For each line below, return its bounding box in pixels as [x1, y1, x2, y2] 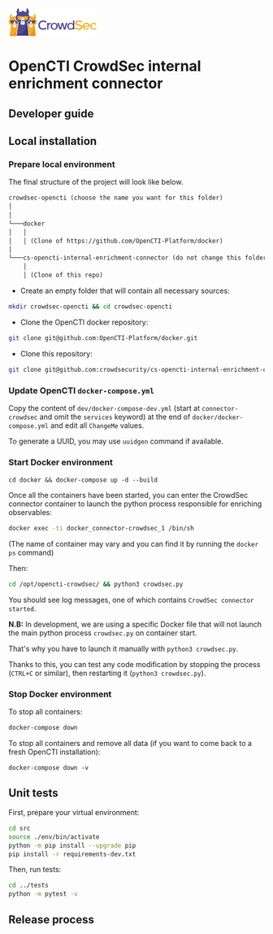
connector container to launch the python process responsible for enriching [8, 499, 262, 508]
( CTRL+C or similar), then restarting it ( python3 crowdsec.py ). [8, 668, 206, 678]
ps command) [8, 548, 54, 557]
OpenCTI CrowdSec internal [8, 57, 201, 76]
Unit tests [8, 786, 58, 800]
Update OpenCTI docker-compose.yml [8, 385, 154, 396]
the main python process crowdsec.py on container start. [8, 627, 197, 638]
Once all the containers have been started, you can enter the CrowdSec [8, 491, 249, 500]
